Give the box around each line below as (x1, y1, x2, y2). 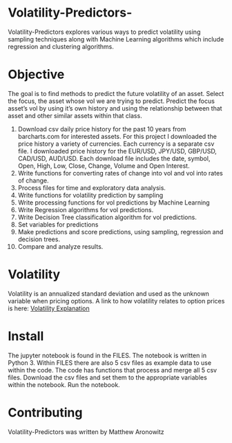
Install (8, 328, 44, 343)
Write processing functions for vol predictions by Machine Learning (17, 198, 210, 207)
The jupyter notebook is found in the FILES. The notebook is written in (8, 351, 207, 359)
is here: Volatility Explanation (8, 304, 90, 312)
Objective (8, 67, 65, 82)
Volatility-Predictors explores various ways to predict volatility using (8, 28, 201, 36)
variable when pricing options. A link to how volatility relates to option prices (8, 296, 225, 305)
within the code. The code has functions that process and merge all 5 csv (8, 366, 217, 374)
